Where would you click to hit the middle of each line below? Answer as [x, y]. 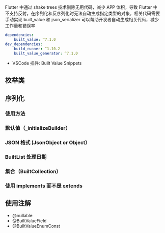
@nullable [22, 215]
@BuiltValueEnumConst [36, 226]
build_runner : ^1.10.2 [37, 49]
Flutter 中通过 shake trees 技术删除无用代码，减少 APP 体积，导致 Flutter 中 [82, 7]
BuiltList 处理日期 [26, 157]
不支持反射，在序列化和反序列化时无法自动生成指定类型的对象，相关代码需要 [82, 13]
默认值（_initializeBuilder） [38, 128]
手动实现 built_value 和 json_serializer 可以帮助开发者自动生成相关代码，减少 [82, 19]
